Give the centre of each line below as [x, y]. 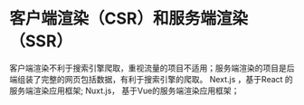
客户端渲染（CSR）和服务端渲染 [129, 19]
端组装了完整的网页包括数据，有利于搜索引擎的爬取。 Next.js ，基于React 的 [152, 79]
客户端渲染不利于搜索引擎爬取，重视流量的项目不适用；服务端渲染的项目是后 [152, 68]
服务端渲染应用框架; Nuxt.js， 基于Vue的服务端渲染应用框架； [124, 91]
